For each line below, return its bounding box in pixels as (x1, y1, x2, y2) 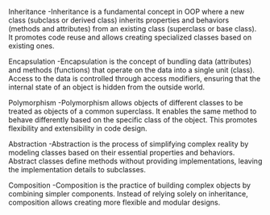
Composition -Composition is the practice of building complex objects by (8, 180, 251, 190)
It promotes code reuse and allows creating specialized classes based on (8, 32, 252, 42)
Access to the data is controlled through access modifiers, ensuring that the (8, 74, 261, 83)
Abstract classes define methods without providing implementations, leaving (8, 156, 263, 166)
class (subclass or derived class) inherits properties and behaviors (8, 15, 230, 25)
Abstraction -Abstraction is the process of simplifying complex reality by (8, 139, 249, 148)
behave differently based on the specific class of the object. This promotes (8, 115, 258, 124)
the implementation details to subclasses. (8, 165, 147, 174)
